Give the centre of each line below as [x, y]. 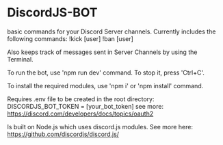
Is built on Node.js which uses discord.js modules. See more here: [100, 127]
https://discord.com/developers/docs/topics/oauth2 [80, 114]
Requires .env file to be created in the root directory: [81, 99]
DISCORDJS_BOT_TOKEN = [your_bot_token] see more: [86, 106]
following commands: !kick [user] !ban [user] [70, 38]
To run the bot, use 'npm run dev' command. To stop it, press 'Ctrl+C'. [106, 72]
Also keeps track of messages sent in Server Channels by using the [102, 52]
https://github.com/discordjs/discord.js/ [63, 134]
